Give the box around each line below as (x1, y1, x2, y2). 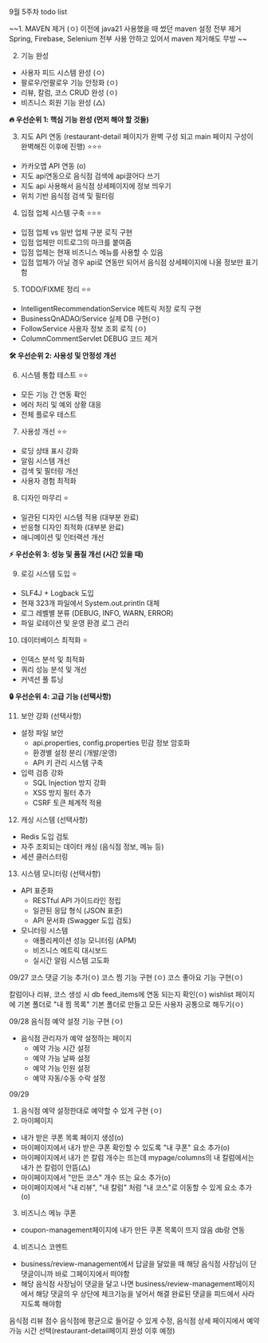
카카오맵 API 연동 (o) (20, 161, 86, 170)
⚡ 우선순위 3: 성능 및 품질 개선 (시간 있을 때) (9, 549, 144, 559)
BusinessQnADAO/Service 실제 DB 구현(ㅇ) (20, 314, 160, 323)
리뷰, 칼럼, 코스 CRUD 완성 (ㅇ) (20, 88, 118, 97)
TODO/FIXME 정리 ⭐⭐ (20, 284, 92, 294)
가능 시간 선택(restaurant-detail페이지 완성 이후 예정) (9, 1326, 175, 1335)
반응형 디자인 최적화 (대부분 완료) (20, 522, 124, 532)
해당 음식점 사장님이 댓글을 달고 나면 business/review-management (20, 1279, 236, 1288)
